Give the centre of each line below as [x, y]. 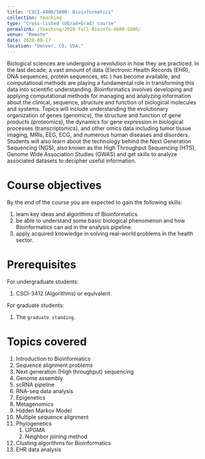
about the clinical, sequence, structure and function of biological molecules [102, 102]
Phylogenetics [34, 423]
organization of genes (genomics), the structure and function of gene [94, 115]
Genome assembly [39, 378]
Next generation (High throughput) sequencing [75, 371]
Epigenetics [31, 397]
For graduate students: [36, 305]
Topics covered [47, 342]
